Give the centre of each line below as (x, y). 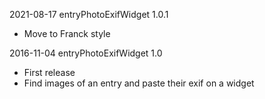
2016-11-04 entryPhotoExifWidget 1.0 (86, 53)
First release (49, 72)
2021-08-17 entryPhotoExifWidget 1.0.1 (89, 14)
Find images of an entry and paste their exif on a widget (139, 83)
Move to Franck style (67, 33)
